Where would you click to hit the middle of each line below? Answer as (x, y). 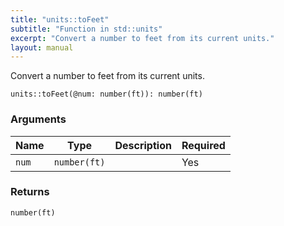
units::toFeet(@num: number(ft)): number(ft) (106, 94)
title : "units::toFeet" (60, 19)
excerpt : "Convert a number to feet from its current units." (142, 38)
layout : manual (42, 47)
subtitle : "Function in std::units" (86, 29)
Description (143, 145)
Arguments (38, 119)
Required (203, 145)
